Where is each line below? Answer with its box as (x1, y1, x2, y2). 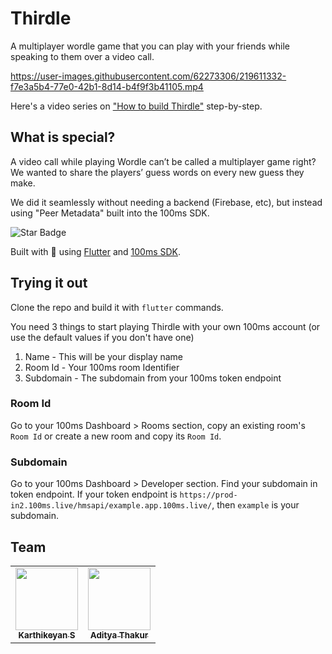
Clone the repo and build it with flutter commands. (10, 301, 224, 313)
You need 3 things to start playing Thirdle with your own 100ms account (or (10, 320, 321, 332)
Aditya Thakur (89, 629, 149, 641)
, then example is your (211, 499, 300, 511)
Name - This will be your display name (24, 350, 184, 362)
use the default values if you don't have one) (10, 331, 195, 343)
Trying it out (10, 275, 88, 292)
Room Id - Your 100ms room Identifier (24, 361, 180, 373)
